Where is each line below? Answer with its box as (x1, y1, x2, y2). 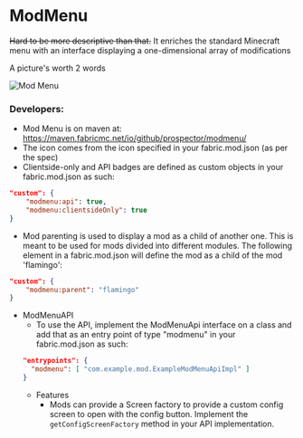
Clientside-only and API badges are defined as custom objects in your (22, 162, 284, 173)
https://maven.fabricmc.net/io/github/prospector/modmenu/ (22, 133, 247, 144)
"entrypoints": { (22, 357, 89, 366)
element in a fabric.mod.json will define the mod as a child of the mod (22, 250, 283, 261)
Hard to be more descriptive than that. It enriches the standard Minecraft (9, 35, 280, 46)
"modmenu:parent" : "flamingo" (25, 285, 140, 294)
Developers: (9, 102, 65, 115)
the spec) (22, 152, 59, 163)
